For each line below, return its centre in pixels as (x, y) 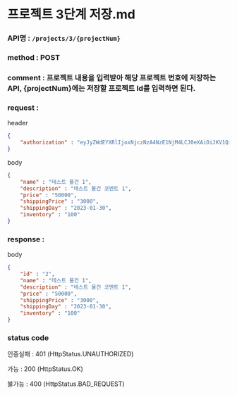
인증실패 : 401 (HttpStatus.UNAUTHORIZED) (71, 354)
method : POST (34, 58)
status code (28, 337)
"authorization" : (47, 143)
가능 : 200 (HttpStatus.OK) (45, 369)
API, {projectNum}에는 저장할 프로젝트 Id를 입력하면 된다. (102, 88)
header (18, 123)
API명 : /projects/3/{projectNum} (64, 38)
